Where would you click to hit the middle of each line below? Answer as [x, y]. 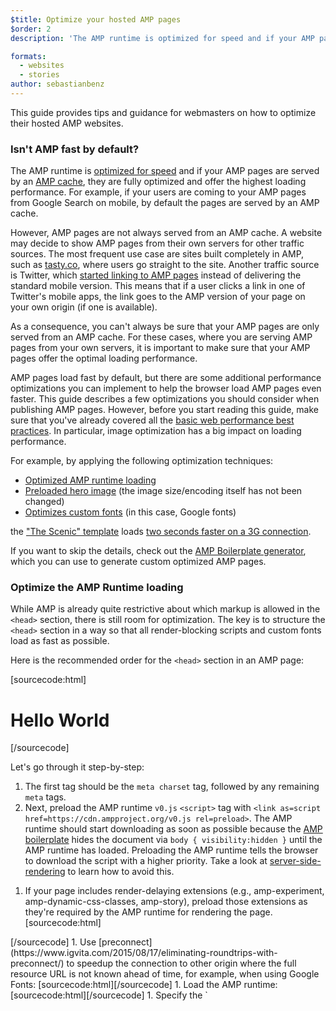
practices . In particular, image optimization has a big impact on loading [156, 431]
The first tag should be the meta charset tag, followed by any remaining [172, 787]
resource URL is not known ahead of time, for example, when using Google [165, 974]
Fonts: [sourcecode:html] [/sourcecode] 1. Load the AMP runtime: [144, 985]
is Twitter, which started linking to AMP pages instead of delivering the [156, 275]
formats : [28, 56]
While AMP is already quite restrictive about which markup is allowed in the [165, 609]
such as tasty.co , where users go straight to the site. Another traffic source [165, 265]
